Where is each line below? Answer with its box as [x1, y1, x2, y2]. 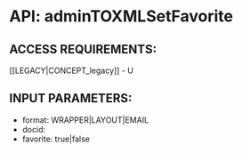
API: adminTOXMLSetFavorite [9, 6, 234, 27]
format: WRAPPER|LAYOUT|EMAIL [21, 114, 149, 125]
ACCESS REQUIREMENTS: [9, 42, 157, 57]
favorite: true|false [21, 133, 91, 144]
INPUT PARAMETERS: [9, 91, 133, 106]
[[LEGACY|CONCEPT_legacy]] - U [9, 65, 133, 76]
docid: [21, 124, 46, 134]
